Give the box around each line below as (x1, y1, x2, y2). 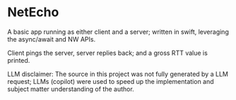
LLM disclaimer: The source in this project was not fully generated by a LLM (7, 70, 228, 78)
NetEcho (7, 4, 59, 20)
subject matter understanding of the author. (7, 85, 134, 93)
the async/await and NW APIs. (7, 35, 96, 43)
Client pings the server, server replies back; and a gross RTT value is (7, 49, 208, 57)
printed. (7, 56, 30, 64)
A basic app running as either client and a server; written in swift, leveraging (7, 27, 230, 36)
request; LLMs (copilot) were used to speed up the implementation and (7, 77, 214, 85)
